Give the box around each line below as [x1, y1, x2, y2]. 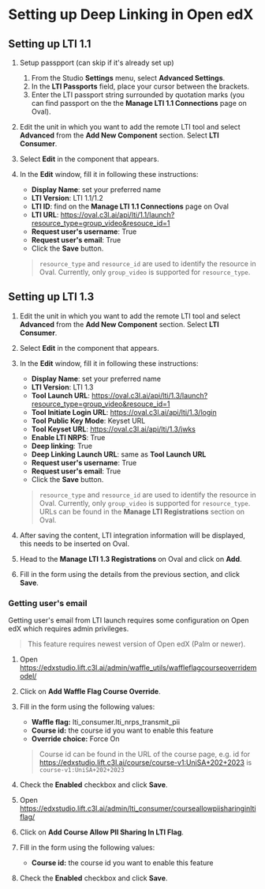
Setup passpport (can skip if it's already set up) [19, 58, 175, 67]
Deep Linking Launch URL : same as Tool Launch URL [31, 449, 207, 459]
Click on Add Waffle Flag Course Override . [19, 687, 161, 696]
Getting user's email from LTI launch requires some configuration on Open [8, 616, 249, 625]
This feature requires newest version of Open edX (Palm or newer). [27, 639, 246, 649]
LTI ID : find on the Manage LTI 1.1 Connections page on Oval [31, 202, 229, 211]
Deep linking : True [31, 441, 93, 450]
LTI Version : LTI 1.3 [31, 382, 94, 392]
